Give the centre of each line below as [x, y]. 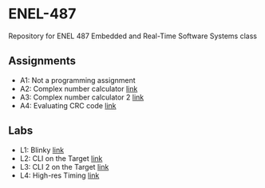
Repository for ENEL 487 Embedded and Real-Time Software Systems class [133, 36]
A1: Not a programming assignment [77, 80]
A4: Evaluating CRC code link [68, 105]
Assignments [42, 61]
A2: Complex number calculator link [79, 88]
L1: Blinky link [42, 150]
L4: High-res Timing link [59, 175]
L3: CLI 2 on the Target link [64, 166]
